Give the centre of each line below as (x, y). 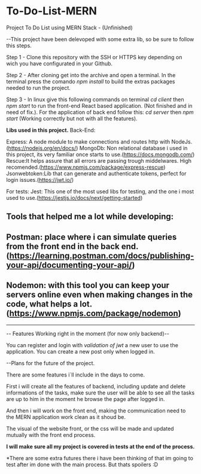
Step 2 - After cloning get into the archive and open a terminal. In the (91, 75)
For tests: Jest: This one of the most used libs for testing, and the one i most (100, 191)
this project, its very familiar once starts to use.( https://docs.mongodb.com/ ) (100, 154)
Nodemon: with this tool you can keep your (88, 285)
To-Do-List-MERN (52, 11)
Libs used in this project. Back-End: (51, 130)
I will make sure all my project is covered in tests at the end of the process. (100, 446)
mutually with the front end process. (51, 434)
